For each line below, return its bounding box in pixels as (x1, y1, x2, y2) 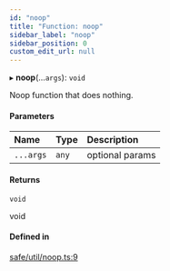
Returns (9, 174, 41, 185)
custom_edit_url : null (9, 47, 95, 56)
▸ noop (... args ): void (9, 72, 86, 83)
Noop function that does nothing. (9, 90, 134, 101)
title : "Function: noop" (9, 22, 104, 31)
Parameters (9, 110, 55, 121)
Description (86, 134, 139, 146)
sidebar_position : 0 (9, 38, 88, 48)
